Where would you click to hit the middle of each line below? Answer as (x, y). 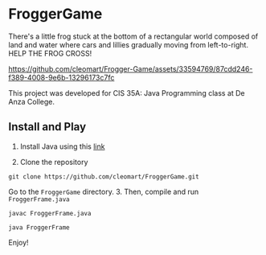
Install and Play (47, 127)
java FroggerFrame (39, 227)
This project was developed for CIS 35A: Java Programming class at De (127, 93)
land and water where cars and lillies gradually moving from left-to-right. (129, 44)
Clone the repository (54, 162)
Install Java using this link (62, 146)
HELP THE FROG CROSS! (50, 53)
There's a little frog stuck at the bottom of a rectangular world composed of (133, 36)
